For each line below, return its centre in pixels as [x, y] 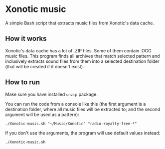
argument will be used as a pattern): [42, 114]
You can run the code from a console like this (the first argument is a [76, 104]
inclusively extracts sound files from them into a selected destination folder [82, 61]
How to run [23, 82]
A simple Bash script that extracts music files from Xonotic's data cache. [80, 23]
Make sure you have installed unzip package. [52, 94]
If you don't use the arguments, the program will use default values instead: [83, 133]
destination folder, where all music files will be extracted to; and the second [83, 109]
